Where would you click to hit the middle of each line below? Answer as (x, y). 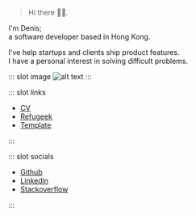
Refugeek (36, 116)
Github (31, 172)
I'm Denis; (25, 28)
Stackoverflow (44, 189)
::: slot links (27, 92)
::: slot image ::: (50, 76)
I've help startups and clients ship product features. (94, 52)
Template (35, 125)
